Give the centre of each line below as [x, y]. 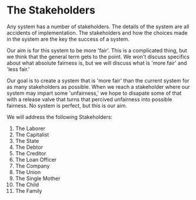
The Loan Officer [36, 159]
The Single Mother [38, 178]
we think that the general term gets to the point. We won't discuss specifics [98, 56]
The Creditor [31, 153]
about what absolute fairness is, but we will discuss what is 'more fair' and [97, 63]
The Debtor [29, 147]
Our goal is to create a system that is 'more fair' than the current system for [98, 81]
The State [27, 141]
